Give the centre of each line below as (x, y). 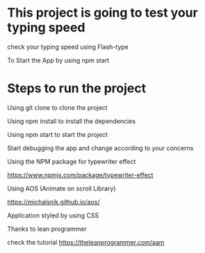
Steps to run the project (77, 89)
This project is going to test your (102, 13)
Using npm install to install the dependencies (72, 121)
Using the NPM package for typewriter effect (72, 161)
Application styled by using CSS (53, 215)
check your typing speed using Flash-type (68, 47)
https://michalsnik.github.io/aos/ (54, 202)
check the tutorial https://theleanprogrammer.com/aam (86, 242)
